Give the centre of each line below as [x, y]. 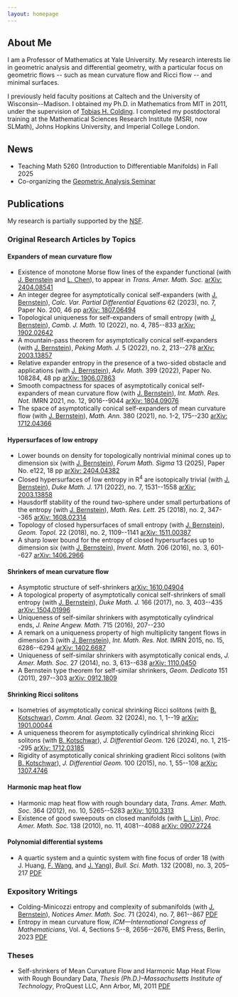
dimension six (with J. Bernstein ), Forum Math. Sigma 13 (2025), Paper [121, 463]
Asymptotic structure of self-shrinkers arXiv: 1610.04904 [101, 588]
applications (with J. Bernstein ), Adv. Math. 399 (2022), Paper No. [114, 370]
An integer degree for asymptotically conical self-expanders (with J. [117, 295]
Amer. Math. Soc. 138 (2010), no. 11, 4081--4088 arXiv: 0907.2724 [114, 825]
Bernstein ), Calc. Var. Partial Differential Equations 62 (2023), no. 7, [117, 303]
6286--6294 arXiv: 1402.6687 [62, 648]
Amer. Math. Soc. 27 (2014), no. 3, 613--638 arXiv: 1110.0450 [107, 663]
